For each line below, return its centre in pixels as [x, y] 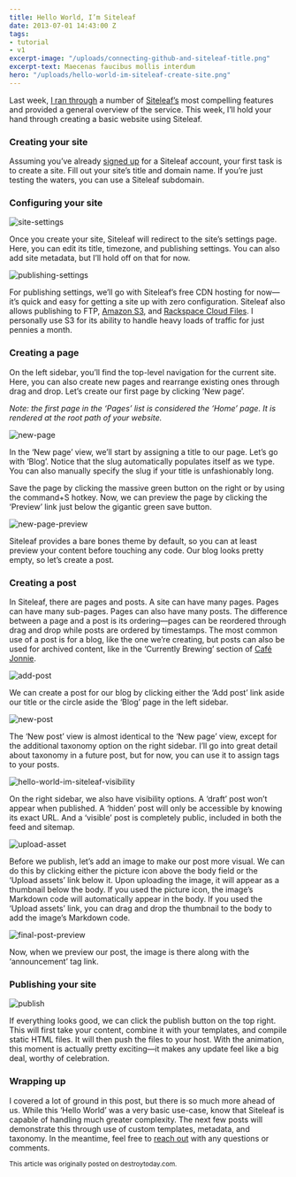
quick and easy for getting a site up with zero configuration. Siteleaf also [153, 302]
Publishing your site [53, 984]
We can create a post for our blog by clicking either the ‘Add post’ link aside [147, 692]
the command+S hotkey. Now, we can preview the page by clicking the [138, 497]
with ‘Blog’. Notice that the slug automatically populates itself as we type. [142, 461]
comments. [30, 1148]
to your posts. [34, 764]
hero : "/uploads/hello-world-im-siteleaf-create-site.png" [120, 75]
